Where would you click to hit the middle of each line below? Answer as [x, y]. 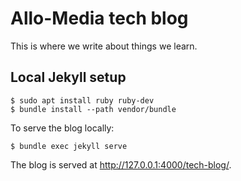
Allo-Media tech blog [99, 18]
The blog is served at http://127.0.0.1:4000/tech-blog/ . [121, 164]
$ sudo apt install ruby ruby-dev [82, 100]
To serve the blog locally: [62, 128]
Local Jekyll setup [68, 77]
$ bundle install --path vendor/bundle [93, 109]
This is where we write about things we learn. [104, 46]
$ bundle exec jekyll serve [69, 146]
